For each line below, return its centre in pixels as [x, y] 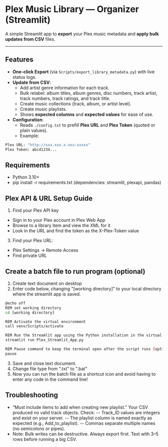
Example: [29, 135]
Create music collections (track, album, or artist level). [75, 103]
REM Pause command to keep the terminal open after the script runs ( [80, 349]
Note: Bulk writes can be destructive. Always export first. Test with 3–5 [85, 434]
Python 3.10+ [26, 177]
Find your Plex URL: [33, 241]
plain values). [34, 130]
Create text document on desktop [47, 283]
